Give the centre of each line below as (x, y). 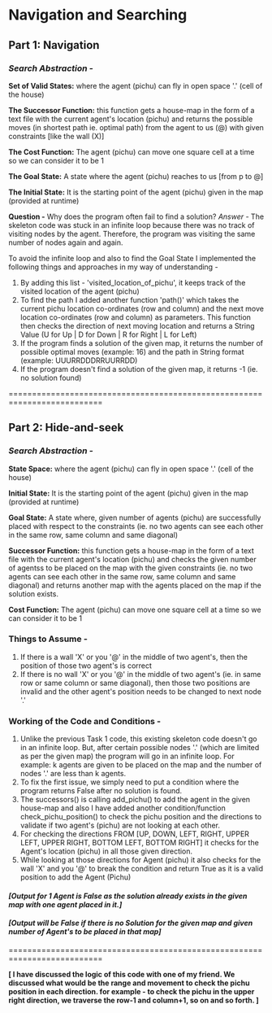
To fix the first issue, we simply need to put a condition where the (130, 782)
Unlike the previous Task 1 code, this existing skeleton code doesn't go (138, 739)
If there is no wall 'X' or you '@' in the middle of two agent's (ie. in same (140, 674)
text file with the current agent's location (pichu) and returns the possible (131, 119)
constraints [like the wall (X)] (56, 136)
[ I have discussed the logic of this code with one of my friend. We (122, 974)
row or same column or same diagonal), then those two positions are (135, 683)
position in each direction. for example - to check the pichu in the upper (132, 991)
